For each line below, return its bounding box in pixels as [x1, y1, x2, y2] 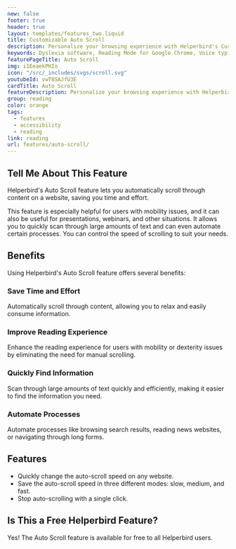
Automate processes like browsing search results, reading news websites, [7, 425, 222, 434]
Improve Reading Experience [7, 327, 108, 336]
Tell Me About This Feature [7, 167, 128, 179]
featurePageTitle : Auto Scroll [7, 56, 99, 63]
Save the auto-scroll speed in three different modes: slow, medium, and [17, 479, 225, 488]
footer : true [7, 17, 46, 24]
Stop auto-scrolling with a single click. [17, 494, 129, 503]
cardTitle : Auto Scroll [7, 82, 77, 89]
